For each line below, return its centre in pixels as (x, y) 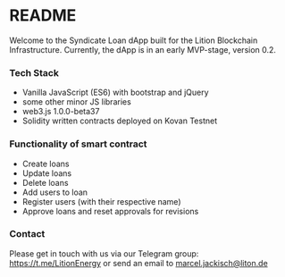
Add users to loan (54, 192)
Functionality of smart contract (78, 144)
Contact (27, 234)
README (43, 16)
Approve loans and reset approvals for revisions (110, 211)
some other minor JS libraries (76, 102)
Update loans (47, 173)
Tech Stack (34, 72)
